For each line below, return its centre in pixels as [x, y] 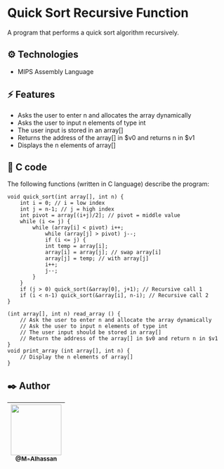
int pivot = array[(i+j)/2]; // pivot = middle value [100, 215]
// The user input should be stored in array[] [91, 332]
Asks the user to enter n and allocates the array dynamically [104, 115]
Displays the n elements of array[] [66, 145]
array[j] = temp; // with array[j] [97, 258]
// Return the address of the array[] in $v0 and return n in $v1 [119, 339]
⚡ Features [31, 95]
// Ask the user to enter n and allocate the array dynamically [116, 320]
